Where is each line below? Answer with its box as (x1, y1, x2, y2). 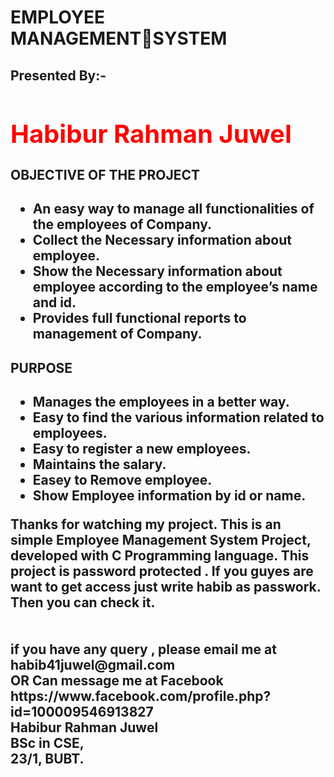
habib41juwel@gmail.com (10, 657, 176, 674)
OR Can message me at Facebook (10, 672, 224, 690)
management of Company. (32, 326, 203, 343)
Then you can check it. (10, 594, 156, 611)
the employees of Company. (32, 216, 213, 233)
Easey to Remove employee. (32, 472, 213, 489)
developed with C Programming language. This (10, 547, 310, 565)
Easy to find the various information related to (32, 409, 325, 426)
